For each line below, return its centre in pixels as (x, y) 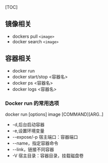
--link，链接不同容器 (33, 149)
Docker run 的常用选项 (32, 103)
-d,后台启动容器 (28, 124)
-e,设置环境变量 (28, 131)
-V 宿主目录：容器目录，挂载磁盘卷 (48, 156)
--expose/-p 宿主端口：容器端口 (45, 137)
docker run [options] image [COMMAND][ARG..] (54, 114)
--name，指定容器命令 (35, 143)
